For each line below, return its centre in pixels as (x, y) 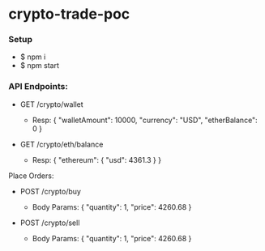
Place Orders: (31, 176)
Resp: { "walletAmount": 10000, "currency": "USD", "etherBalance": (145, 120)
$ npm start (39, 66)
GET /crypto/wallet (51, 104)
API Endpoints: (38, 87)
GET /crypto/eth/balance (62, 144)
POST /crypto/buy (50, 191)
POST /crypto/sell (50, 223)
